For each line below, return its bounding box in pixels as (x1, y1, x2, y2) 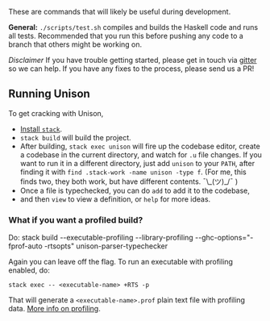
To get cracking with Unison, (8, 108, 104, 118)
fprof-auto (8, 241, 43, 251)
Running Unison (8, 87, 90, 101)
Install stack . (19, 124, 63, 134)
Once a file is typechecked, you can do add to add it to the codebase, (19, 186, 250, 195)
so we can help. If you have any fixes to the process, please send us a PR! (8, 64, 255, 73)
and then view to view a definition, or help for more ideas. (19, 194, 211, 204)
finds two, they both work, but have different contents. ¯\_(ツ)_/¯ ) (19, 177, 239, 186)
